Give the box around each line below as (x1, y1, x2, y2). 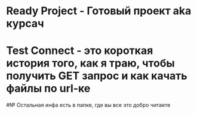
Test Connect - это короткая (6, 44, 153, 58)
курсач (6, 17, 44, 30)
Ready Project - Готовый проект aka (6, 4, 192, 18)
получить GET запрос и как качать (6, 69, 188, 83)
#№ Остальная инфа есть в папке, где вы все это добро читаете (6, 102, 171, 109)
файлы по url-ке (6, 82, 91, 96)
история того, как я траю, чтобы (6, 56, 175, 70)
